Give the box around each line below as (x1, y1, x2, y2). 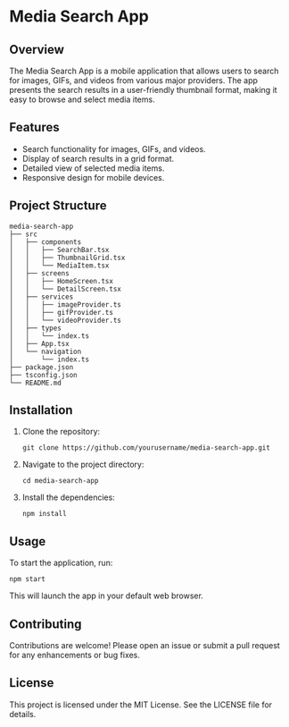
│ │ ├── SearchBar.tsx (9, 245, 110, 254)
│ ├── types (9, 324, 62, 333)
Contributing (9, 616, 82, 631)
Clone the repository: (21, 427, 101, 437)
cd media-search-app (21, 477, 99, 486)
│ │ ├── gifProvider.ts (9, 308, 114, 317)
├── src (9, 230, 38, 239)
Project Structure (9, 199, 107, 214)
